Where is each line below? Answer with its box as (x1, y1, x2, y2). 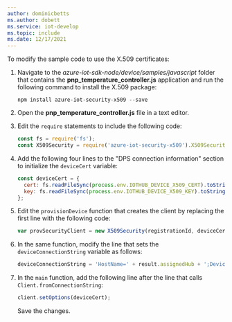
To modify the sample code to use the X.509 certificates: (7, 55, 170, 63)
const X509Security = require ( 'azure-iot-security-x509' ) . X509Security (17, 142, 229, 149)
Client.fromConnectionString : (17, 281, 104, 289)
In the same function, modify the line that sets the (17, 240, 159, 249)
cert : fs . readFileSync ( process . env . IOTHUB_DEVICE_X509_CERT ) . (24, 181, 207, 188)
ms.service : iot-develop (7, 23, 79, 30)
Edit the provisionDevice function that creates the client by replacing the (17, 207, 224, 215)
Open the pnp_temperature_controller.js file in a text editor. (17, 109, 189, 117)
